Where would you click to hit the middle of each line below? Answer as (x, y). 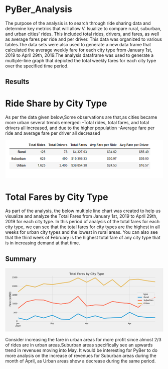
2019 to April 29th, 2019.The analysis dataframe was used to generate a (79, 55)
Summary (21, 259)
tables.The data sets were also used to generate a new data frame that (78, 44)
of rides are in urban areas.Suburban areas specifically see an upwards (79, 345)
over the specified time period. (37, 66)
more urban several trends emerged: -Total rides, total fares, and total (77, 123)
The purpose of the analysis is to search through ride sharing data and (78, 23)
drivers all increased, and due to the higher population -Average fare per (80, 128)
